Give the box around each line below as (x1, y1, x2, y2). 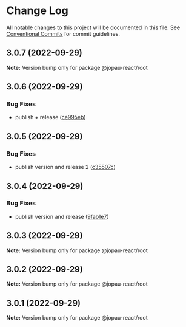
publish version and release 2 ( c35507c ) (15, 163, 116, 171)
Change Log (6, 4, 68, 18)
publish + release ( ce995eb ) (15, 114, 86, 121)
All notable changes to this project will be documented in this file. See (6, 24, 181, 31)
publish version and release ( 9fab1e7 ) (15, 213, 109, 220)
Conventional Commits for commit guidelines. (6, 30, 120, 37)
